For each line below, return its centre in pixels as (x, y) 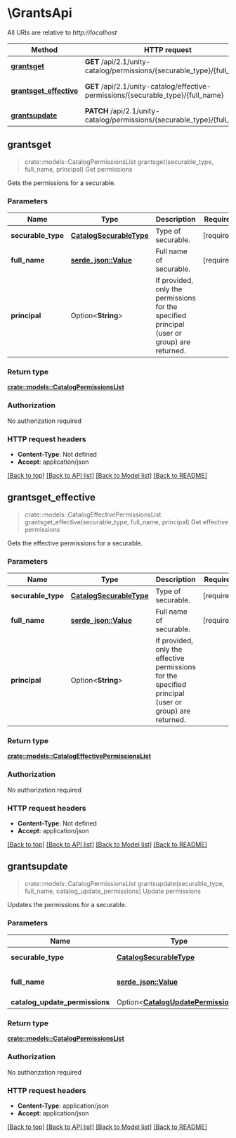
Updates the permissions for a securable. (67, 904)
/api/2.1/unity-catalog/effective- (156, 86)
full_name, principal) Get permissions (78, 169)
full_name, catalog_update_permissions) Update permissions (113, 891)
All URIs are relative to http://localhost (62, 32)
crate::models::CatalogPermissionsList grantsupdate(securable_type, (124, 883)
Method (45, 49)
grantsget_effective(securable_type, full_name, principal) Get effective (126, 521)
